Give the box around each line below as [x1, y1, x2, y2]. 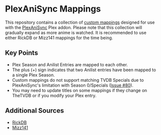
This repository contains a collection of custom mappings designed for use [5, 19, 155, 25]
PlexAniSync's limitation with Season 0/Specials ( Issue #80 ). [12, 82, 133, 88]
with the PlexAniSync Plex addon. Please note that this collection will [5, 24, 142, 30]
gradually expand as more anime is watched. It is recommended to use [5, 30, 146, 35]
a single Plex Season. [12, 72, 55, 78]
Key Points [5, 49, 38, 57]
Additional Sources [5, 106, 64, 115]
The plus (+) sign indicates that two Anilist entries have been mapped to [12, 67, 156, 73]
